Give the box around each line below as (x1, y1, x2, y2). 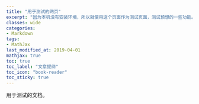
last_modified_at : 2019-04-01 (6, 47, 81, 53)
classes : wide (6, 19, 41, 25)
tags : (6, 36, 20, 42)
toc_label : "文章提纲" (6, 63, 59, 70)
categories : (6, 25, 36, 31)
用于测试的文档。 (6, 92, 48, 99)
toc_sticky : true (6, 74, 49, 80)
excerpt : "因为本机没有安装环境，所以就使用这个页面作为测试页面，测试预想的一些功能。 (6, 14, 196, 20)
